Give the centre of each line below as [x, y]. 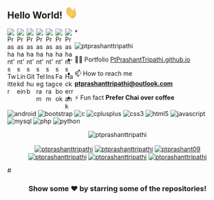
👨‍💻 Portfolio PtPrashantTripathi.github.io [133, 59]
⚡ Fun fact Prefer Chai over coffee [124, 97]
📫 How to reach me [104, 73]
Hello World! [35, 16]
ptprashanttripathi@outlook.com [124, 83]
